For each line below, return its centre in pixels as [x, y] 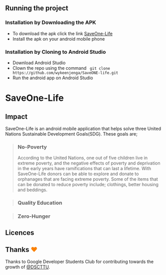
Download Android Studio [39, 63]
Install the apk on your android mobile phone [59, 39]
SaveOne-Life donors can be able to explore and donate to [78, 174]
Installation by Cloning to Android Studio [56, 52]
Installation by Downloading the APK [51, 23]
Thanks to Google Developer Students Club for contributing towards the [79, 262]
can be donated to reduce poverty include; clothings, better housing [88, 185]
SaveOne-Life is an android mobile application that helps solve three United [83, 128]
